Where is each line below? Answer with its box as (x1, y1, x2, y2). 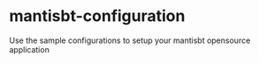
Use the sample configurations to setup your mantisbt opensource (9, 35, 251, 45)
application (9, 44, 50, 54)
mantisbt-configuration (9, 6, 186, 26)
